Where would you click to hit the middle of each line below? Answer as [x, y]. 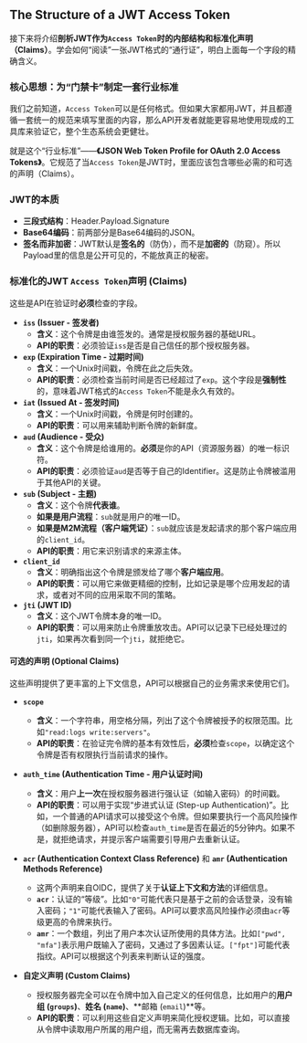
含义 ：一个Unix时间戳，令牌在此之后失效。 [117, 368]
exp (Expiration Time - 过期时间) [83, 356]
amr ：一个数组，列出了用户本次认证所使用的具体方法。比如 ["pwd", [161, 933]
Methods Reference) [63, 869]
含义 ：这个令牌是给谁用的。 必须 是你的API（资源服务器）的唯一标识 [163, 448]
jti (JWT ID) [47, 605]
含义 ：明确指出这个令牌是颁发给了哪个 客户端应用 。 [132, 572]
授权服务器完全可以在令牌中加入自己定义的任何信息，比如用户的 [156, 995]
